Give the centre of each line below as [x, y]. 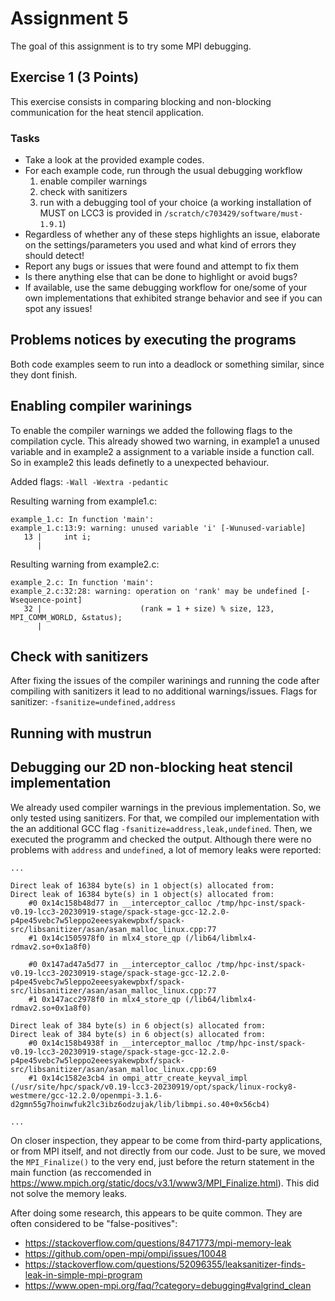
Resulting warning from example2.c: [85, 564]
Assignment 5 [69, 18]
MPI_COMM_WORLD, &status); [66, 617]
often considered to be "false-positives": [94, 1223]
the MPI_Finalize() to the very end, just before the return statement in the [162, 1161]
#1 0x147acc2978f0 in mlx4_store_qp [105, 999]
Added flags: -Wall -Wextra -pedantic [89, 481]
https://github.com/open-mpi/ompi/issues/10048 [125, 1253]
